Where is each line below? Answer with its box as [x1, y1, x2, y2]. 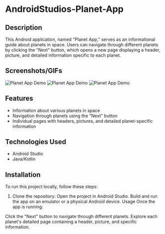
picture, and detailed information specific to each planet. [5, 52, 121, 58]
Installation [5, 170, 41, 179]
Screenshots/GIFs [5, 67, 63, 75]
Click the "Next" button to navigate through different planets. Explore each [5, 214, 158, 220]
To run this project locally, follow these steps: [5, 184, 98, 190]
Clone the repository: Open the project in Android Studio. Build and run [12, 193, 158, 199]
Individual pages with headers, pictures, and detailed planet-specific [12, 118, 153, 124]
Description [5, 23, 42, 32]
